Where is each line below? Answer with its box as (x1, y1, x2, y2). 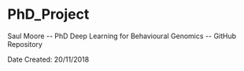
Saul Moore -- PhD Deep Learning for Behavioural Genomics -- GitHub (7, 31, 237, 41)
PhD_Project (7, 5, 90, 23)
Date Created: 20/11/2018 (7, 55, 90, 64)
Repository (7, 39, 43, 48)
